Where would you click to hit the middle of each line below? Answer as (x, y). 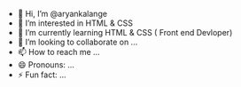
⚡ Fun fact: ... (42, 75)
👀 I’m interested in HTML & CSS (75, 23)
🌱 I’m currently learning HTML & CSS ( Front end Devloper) (125, 32)
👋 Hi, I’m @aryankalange (62, 14)
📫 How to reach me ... (58, 52)
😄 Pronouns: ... (46, 65)
